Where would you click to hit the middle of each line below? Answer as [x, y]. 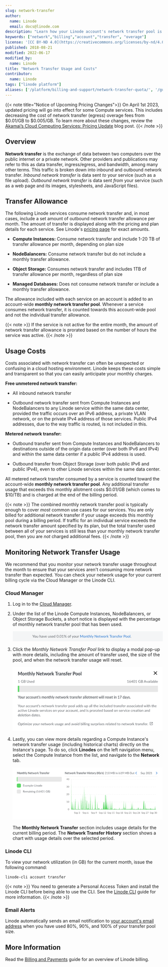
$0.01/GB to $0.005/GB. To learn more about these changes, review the [79, 121]
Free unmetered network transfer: [41, 383]
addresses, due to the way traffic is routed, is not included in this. [80, 424]
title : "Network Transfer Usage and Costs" [51, 69]
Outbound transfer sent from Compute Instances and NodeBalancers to [86, 443]
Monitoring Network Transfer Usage [63, 552]
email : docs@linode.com [34, 27]
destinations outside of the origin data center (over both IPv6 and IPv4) [85, 449]
